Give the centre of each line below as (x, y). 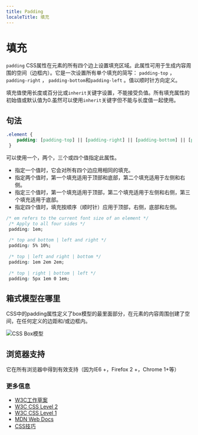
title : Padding (25, 12)
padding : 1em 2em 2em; (37, 262)
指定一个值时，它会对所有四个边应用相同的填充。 (74, 170)
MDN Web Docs (34, 419)
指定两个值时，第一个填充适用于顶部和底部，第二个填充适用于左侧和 (97, 177)
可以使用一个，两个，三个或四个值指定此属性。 (63, 158)
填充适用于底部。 (41, 199)
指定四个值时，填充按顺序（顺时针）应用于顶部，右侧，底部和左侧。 (97, 207)
